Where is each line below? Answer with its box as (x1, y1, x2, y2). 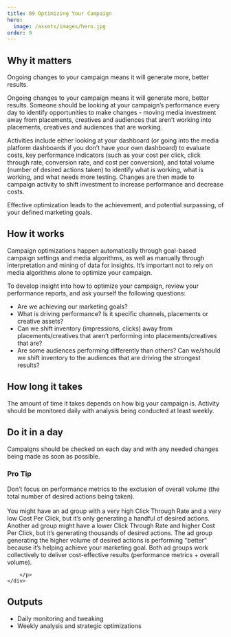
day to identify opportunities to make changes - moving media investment (7, 108, 217, 117)
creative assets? (16, 317, 64, 325)
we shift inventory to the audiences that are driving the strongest (16, 353, 201, 362)
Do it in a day (7, 426, 63, 438)
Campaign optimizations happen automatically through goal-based (7, 246, 197, 255)
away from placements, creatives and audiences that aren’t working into (7, 116, 212, 124)
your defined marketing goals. (7, 208, 93, 217)
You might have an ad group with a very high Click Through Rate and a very (7, 507, 221, 515)
